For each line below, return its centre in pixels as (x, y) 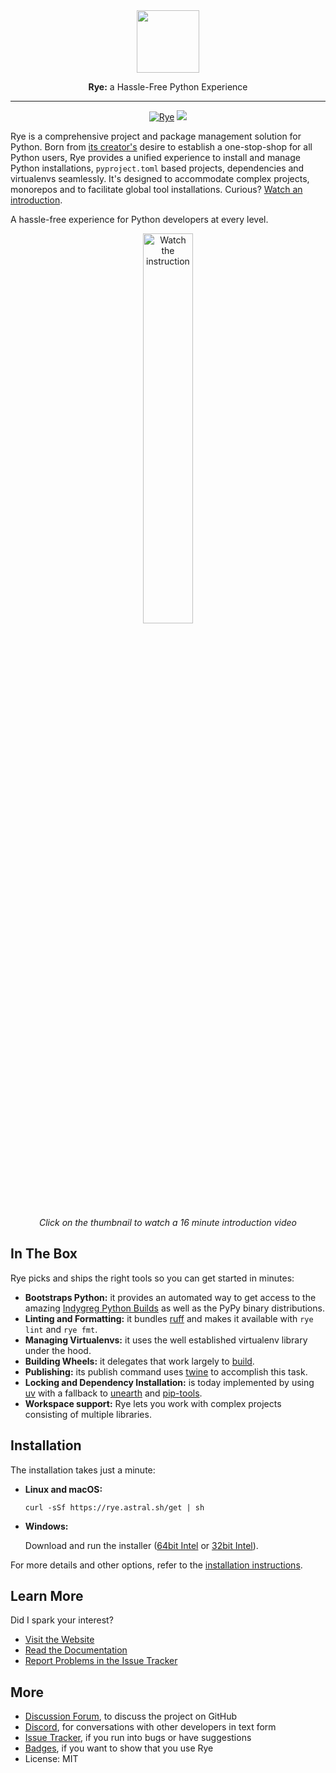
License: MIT (51, 1759)
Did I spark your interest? (62, 1620)
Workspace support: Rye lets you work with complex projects (153, 1403)
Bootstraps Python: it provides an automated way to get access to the (170, 1297)
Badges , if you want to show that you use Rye (119, 1748)
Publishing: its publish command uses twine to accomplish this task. (166, 1371)
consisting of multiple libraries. (88, 1414)
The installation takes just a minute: (83, 1470)
